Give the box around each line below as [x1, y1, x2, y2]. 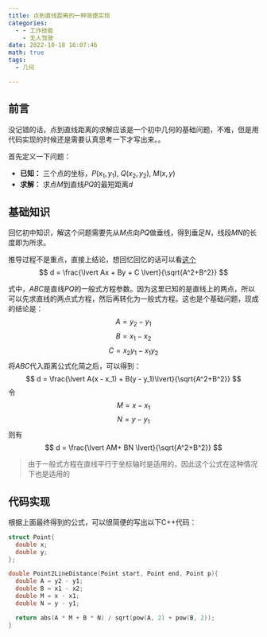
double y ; [15, 548, 48, 556]
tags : [8, 57, 26, 64]
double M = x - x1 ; [15, 592, 80, 600]
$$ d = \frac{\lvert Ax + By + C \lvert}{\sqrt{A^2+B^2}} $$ [38, 268, 229, 277]
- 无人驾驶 [22, 33, 54, 42]
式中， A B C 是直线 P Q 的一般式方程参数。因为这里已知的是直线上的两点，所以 [8, 284, 256, 294]
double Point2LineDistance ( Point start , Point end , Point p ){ [8, 570, 219, 578]
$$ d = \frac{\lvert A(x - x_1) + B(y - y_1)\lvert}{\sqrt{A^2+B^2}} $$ [25, 373, 242, 383]
